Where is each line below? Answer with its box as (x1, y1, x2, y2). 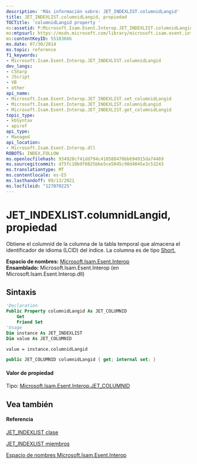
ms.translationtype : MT (6, 167, 64, 173)
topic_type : (6, 112, 35, 118)
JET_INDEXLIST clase (6, 429, 59, 436)
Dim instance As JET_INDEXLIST (6, 330, 83, 336)
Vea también (6, 399, 53, 409)
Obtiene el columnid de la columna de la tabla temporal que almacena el (6, 240, 181, 247)
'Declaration (6, 303, 38, 309)
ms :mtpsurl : (6, 31, 35, 36)
